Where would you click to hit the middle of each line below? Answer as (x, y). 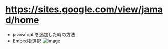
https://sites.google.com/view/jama (84, 9)
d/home (22, 20)
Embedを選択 (27, 41)
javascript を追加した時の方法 (44, 34)
